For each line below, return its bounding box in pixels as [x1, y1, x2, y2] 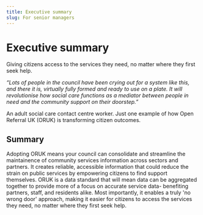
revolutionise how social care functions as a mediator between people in [6, 92, 189, 99]
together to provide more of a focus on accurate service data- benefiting [6, 183, 188, 190]
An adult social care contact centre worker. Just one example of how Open [6, 110, 194, 117]
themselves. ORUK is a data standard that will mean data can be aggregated [6, 176, 198, 183]
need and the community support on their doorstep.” [6, 98, 139, 106]
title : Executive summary [6, 9, 72, 15]
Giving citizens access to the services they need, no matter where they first [6, 61, 196, 68]
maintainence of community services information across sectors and [6, 157, 179, 164]
